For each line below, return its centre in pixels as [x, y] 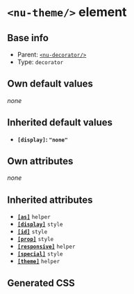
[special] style [40, 254]
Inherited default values [60, 123]
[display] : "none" [42, 139]
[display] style [40, 225]
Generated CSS [41, 283]
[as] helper [34, 217]
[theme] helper [39, 262]
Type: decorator [40, 62]
